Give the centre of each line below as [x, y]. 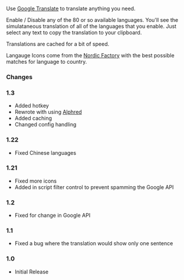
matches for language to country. [47, 62]
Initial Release [32, 272]
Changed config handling [45, 125]
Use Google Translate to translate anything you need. [71, 9]
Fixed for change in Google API [52, 216]
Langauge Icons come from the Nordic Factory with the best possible [91, 55]
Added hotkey [32, 106]
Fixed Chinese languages [45, 152]
